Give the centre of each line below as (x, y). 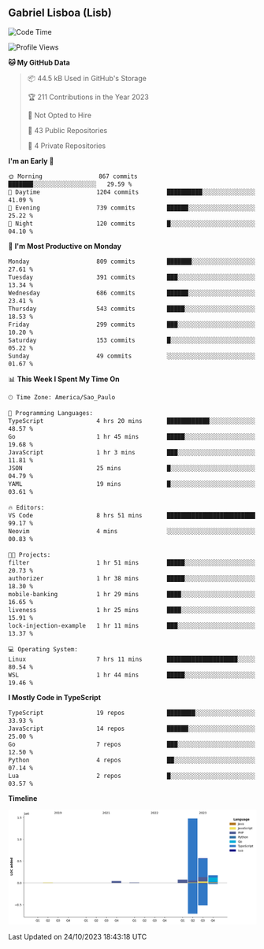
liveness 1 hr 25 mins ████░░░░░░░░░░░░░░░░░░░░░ (132, 610)
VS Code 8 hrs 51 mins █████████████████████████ (132, 515)
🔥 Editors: (26, 507)
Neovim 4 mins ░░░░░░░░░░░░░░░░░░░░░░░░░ (132, 531)
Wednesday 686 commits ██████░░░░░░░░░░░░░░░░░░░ (132, 293)
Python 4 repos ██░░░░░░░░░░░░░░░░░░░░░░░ (132, 760)
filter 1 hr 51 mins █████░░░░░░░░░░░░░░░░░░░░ (132, 562)
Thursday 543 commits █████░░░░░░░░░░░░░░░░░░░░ (132, 309)
